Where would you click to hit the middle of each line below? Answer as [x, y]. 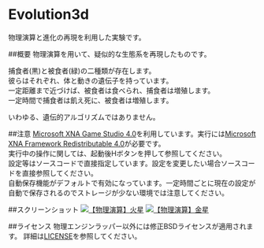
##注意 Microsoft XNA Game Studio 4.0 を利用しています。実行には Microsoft [132, 133]
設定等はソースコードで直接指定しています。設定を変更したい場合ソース [125, 163]
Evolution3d [48, 15]
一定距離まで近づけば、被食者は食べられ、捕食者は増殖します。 [112, 90]
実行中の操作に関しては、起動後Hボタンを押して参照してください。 [117, 153]
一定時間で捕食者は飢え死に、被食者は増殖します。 [91, 100]
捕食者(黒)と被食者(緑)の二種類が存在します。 [82, 70]
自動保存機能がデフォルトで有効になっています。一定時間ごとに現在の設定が [132, 183]
